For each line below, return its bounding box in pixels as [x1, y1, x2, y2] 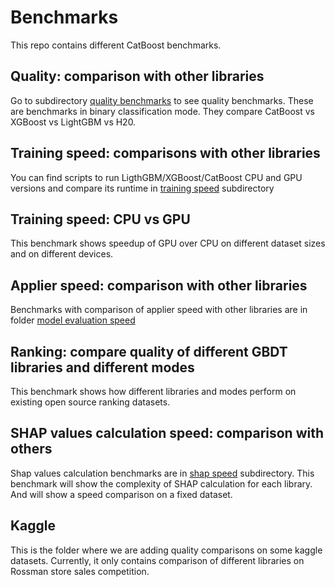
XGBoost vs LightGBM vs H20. [10, 116, 137, 128]
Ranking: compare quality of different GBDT [10, 343, 288, 360]
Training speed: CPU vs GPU [10, 211, 191, 228]
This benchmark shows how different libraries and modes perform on [10, 386, 297, 397]
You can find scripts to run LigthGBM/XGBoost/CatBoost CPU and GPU [10, 171, 303, 183]
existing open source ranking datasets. [10, 396, 171, 408]
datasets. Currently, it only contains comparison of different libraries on [10, 554, 305, 566]
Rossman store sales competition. [10, 565, 150, 577]
